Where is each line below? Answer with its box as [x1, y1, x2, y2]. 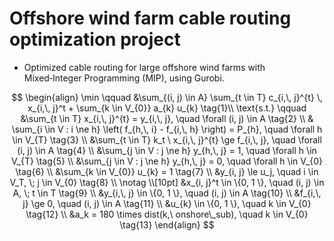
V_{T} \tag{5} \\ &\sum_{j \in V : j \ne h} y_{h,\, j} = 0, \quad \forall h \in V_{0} [11, 155, 323, 167]
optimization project [9, 28, 181, 51]
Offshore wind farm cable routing [9, 7, 292, 30]
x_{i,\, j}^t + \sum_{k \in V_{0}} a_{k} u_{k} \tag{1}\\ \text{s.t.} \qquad [27, 102, 307, 114]
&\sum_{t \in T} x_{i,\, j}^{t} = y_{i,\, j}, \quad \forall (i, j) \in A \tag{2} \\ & [20, 112, 314, 124]
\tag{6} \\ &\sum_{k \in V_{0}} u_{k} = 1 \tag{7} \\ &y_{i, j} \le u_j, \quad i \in [15, 165, 319, 177]
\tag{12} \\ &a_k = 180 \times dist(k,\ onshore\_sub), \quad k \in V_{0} [25, 208, 309, 220]
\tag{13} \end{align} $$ [119, 218, 215, 231]
